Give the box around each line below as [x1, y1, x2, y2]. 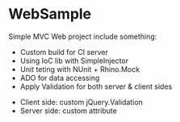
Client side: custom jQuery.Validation [19, 97, 143, 107]
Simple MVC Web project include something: [8, 32, 157, 41]
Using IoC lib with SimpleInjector [19, 56, 129, 65]
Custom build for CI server [19, 47, 109, 57]
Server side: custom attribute [19, 106, 117, 116]
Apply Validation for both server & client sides [19, 82, 173, 91]
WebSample [8, 5, 92, 23]
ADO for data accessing [19, 73, 100, 82]
